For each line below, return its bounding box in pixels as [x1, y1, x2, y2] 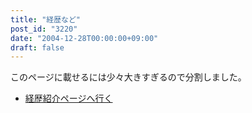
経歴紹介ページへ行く [24, 92, 113, 105]
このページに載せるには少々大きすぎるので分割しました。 [10, 71, 247, 83]
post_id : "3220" [10, 24, 78, 34]
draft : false [10, 42, 65, 53]
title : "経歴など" [10, 14, 82, 25]
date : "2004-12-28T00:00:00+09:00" [10, 33, 159, 43]
